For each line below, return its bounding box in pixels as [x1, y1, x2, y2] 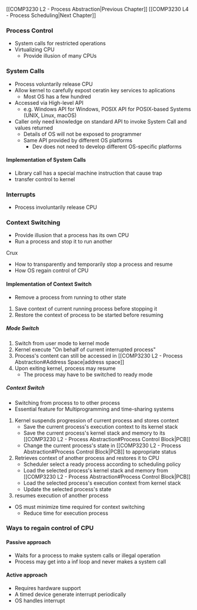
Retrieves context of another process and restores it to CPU [14, 454, 160, 461]
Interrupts [6, 190, 36, 198]
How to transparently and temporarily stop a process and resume [14, 261, 173, 268]
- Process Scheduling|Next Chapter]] [6, 12, 96, 19]
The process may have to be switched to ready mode [23, 371, 153, 378]
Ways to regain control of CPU [6, 524, 94, 532]
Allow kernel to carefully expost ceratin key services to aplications [14, 86, 175, 94]
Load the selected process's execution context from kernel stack [23, 479, 181, 486]
